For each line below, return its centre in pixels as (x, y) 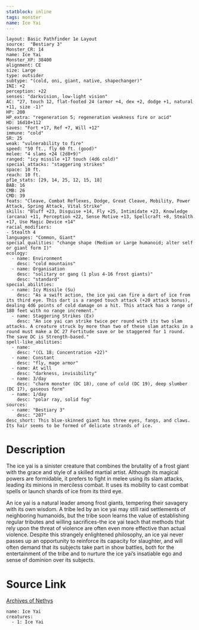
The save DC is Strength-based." (48, 337)
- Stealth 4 (21, 233)
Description (36, 449)
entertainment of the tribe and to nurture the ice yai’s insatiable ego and (94, 554)
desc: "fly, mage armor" (48, 363)
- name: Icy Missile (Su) (44, 290)
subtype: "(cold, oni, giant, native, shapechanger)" (74, 81)
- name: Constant (33, 358)
